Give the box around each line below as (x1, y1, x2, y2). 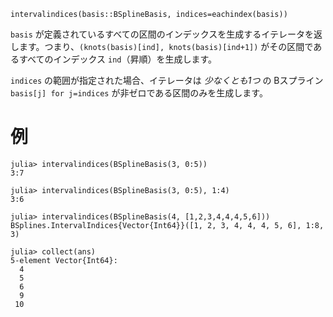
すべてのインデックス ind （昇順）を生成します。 (18, 53, 218, 65)
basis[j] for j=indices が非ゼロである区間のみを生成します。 (10, 87, 268, 99)
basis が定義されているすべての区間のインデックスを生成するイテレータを (10, 28, 315, 40)
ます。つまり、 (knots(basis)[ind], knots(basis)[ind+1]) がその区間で (18, 41, 314, 52)
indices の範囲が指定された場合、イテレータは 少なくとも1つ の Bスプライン (10, 75, 324, 86)
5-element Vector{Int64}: (10, 255, 118, 265)
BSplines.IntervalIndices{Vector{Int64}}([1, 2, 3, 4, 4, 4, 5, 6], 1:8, (10, 220, 325, 230)
